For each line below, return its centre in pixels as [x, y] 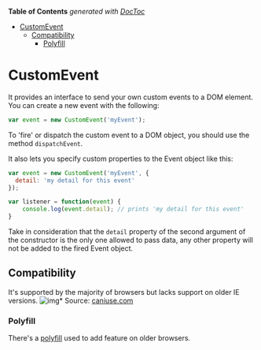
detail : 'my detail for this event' [75, 181]
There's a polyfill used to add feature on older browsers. [99, 338]
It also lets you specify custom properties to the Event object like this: [121, 158]
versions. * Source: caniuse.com [71, 300]
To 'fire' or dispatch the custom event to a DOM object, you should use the [129, 135]
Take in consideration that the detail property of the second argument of [127, 232]
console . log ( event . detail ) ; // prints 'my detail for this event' [133, 209]
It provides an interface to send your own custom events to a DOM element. [131, 97]
